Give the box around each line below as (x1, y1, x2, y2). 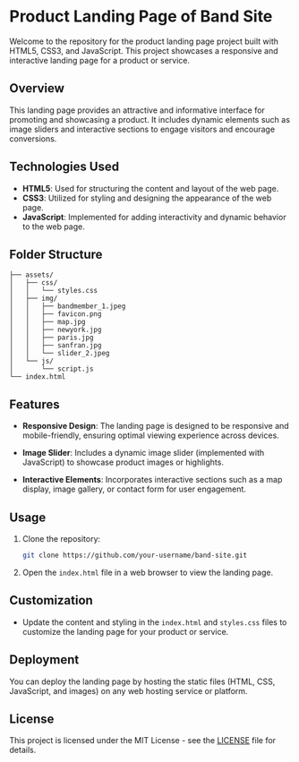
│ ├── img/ (9, 294, 58, 304)
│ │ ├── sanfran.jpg (9, 341, 102, 350)
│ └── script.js (9, 364, 94, 373)
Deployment (9, 652, 80, 668)
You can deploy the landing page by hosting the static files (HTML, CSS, (9, 676, 276, 687)
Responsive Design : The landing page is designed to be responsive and (21, 421, 289, 432)
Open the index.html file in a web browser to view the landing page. (21, 567, 274, 578)
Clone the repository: (21, 534, 101, 544)
